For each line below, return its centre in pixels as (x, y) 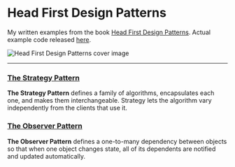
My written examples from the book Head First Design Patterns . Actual (109, 32)
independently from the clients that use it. (67, 108)
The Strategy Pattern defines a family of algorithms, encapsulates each (111, 93)
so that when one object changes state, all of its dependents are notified (112, 149)
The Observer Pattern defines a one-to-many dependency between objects (117, 141)
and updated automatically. (47, 156)
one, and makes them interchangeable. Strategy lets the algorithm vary (109, 101)
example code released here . (49, 39)
